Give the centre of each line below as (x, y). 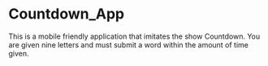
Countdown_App (66, 14)
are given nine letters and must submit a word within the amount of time (129, 44)
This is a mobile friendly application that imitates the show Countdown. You (134, 36)
